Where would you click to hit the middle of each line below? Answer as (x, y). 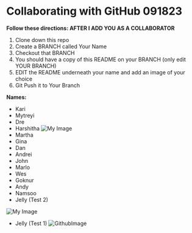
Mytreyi (25, 115)
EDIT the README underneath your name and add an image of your (100, 72)
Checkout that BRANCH (45, 52)
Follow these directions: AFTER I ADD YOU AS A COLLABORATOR (91, 28)
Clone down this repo (42, 40)
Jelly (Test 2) (32, 199)
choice (24, 79)
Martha (24, 135)
